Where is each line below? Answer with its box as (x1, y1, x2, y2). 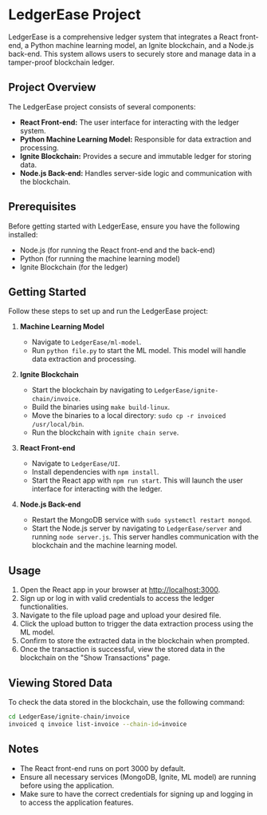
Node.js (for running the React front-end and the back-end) (19, 245, 215, 255)
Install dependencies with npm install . (31, 467, 159, 477)
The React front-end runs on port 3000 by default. (19, 763, 186, 773)
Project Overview (8, 81, 96, 94)
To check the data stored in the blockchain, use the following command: (8, 698, 245, 706)
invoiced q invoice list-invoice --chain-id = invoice (8, 720, 187, 728)
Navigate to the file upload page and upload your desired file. (19, 610, 222, 620)
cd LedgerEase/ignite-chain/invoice (8, 713, 130, 721)
